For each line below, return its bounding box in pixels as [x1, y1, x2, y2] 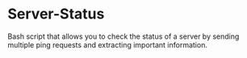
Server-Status [7, 5, 105, 23]
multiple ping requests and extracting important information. [7, 39, 207, 49]
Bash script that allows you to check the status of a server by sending [7, 31, 240, 41]
